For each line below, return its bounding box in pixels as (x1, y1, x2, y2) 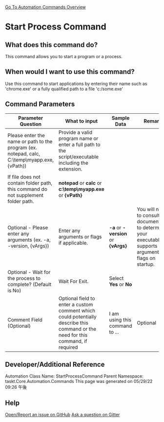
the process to (7, 274, 41, 281)
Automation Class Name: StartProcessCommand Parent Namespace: (5, 373, 143, 379)
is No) (7, 287, 21, 294)
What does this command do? (5, 41, 98, 49)
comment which (58, 307, 96, 314)
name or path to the (7, 138, 53, 145)
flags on (137, 254, 156, 261)
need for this (58, 332, 88, 338)
